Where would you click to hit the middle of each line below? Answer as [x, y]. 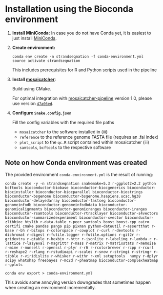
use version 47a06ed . [33, 103]
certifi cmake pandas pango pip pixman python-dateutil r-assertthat [77, 226]
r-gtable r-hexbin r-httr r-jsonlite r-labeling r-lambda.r [89, 239]
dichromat [15, 235]
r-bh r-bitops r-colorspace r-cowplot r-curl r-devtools [75, 231]
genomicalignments [24, 209]
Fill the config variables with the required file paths [63, 122]
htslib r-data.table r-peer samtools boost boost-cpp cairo [87, 222]
